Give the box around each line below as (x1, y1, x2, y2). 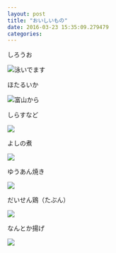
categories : (7, 30, 42, 38)
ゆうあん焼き (7, 167, 45, 176)
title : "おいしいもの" (7, 17, 68, 24)
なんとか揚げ (7, 224, 45, 232)
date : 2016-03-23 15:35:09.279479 (7, 23, 110, 30)
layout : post (7, 10, 46, 18)
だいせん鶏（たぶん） (7, 196, 69, 204)
